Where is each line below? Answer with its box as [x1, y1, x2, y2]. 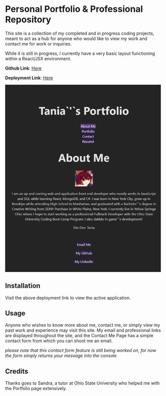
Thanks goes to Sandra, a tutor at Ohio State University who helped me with [5, 380, 160, 386]
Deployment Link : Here [5, 75, 53, 81]
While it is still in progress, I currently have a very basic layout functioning [5, 50, 155, 56]
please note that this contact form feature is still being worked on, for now [5, 348, 157, 353]
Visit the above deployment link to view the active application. [5, 295, 131, 301]
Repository [5, 14, 51, 25]
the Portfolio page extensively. [5, 386, 67, 392]
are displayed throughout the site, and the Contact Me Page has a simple [5, 333, 154, 339]
